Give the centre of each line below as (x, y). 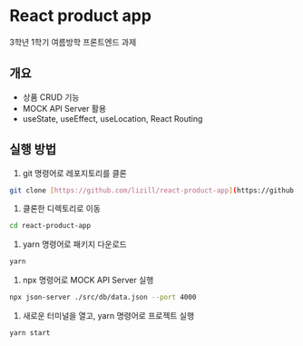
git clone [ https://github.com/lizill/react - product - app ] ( (123, 190)
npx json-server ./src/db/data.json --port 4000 (103, 297)
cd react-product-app (50, 226)
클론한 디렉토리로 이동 (62, 209)
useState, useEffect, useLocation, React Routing (112, 118)
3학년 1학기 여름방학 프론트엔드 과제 (73, 42)
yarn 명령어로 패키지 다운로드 (74, 244)
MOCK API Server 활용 (64, 108)
